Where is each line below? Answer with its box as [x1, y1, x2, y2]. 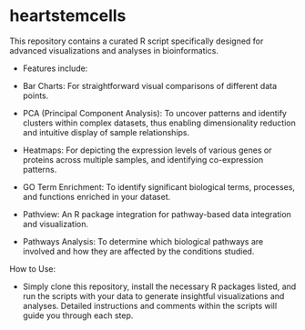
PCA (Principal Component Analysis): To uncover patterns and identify [22, 107, 287, 118]
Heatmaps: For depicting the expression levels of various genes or [22, 145, 272, 155]
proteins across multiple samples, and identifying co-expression [22, 154, 264, 165]
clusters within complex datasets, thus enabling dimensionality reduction [22, 117, 296, 128]
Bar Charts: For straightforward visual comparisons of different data [22, 80, 278, 91]
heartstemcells [9, 5, 127, 26]
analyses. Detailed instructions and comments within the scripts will [22, 300, 278, 311]
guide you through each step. [22, 310, 134, 321]
